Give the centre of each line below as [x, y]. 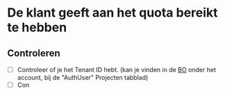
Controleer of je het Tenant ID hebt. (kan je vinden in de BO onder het [117, 70]
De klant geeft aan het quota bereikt [112, 13]
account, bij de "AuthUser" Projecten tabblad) [83, 78]
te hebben [37, 27]
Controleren [34, 53]
